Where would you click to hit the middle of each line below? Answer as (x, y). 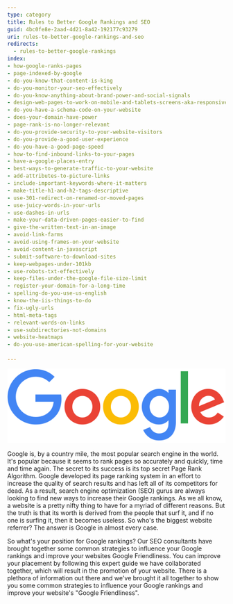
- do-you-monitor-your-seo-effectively (65, 88)
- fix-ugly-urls (31, 308)
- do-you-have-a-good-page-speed (55, 147)
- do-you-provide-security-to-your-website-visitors (85, 132)
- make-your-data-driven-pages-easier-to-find (76, 220)
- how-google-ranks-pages (44, 66)
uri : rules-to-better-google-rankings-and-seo (76, 37)
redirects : (23, 44)
